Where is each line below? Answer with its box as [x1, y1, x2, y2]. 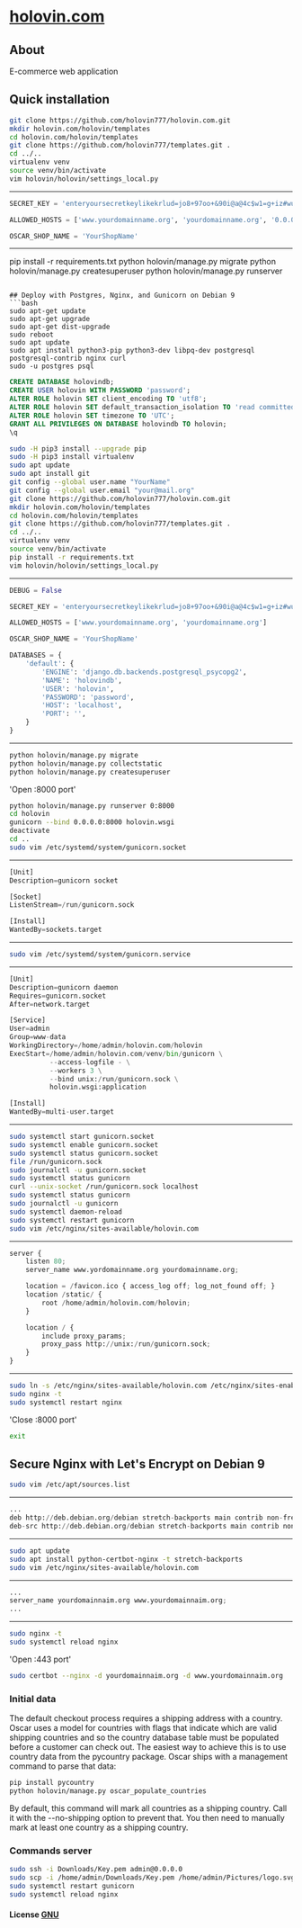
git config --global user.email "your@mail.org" [9, 486, 195, 495]
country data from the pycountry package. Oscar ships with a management [9, 1752, 288, 1762]
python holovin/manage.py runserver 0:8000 [9, 801, 175, 811]
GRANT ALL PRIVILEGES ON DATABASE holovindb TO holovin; [9, 419, 227, 428]
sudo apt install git [9, 470, 91, 479]
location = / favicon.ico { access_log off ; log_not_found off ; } [25, 1282, 276, 1291]
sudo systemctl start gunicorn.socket [9, 1132, 155, 1142]
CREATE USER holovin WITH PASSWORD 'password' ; [9, 386, 191, 395]
